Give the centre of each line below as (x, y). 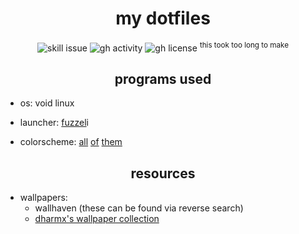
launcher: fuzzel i (54, 123)
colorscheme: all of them (71, 142)
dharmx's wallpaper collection (97, 219)
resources (163, 173)
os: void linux (47, 103)
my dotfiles (163, 18)
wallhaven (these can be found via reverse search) (139, 208)
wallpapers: (43, 198)
